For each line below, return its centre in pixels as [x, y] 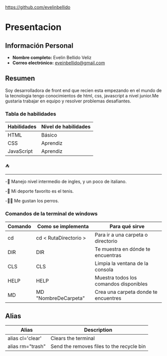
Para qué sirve [127, 227]
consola [104, 269]
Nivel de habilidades [66, 127]
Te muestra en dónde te [123, 249]
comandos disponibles [121, 284]
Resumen [20, 78]
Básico [49, 135]
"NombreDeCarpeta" [61, 298]
